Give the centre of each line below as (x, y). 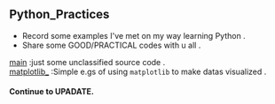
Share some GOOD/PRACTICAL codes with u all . (111, 45)
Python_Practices (59, 15)
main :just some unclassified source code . (87, 62)
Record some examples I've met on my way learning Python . (134, 35)
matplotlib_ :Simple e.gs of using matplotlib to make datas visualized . (138, 71)
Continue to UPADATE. (52, 92)
